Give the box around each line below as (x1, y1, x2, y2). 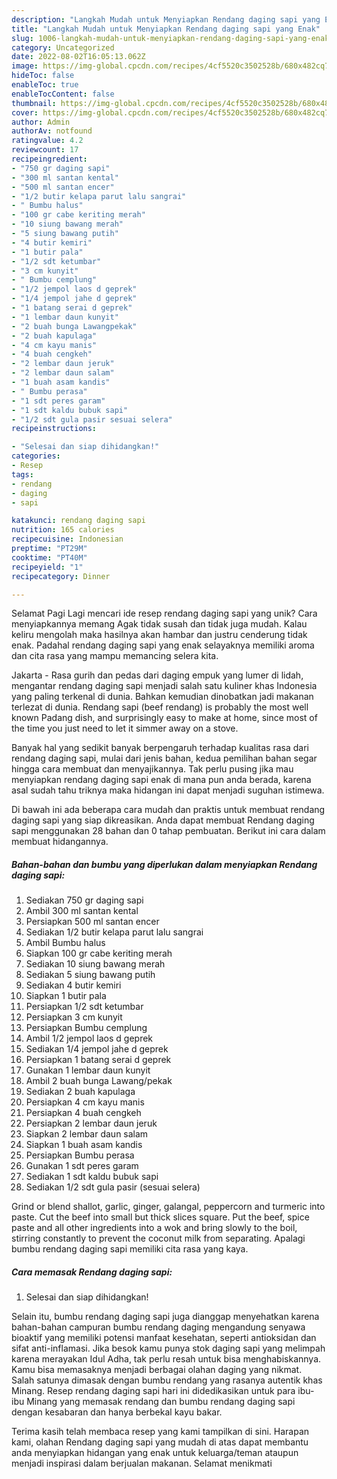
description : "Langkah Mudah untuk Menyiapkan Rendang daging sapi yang (11, 14, 321, 25)
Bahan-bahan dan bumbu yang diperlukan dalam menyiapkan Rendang (11, 858, 318, 870)
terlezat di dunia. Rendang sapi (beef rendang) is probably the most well (11, 701, 309, 713)
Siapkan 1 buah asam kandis (25, 1139, 143, 1151)
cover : (11, 107, 39, 118)
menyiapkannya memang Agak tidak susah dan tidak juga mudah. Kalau (11, 618, 308, 630)
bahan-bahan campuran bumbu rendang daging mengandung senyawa (11, 1321, 306, 1333)
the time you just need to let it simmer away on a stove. (11, 722, 239, 735)
